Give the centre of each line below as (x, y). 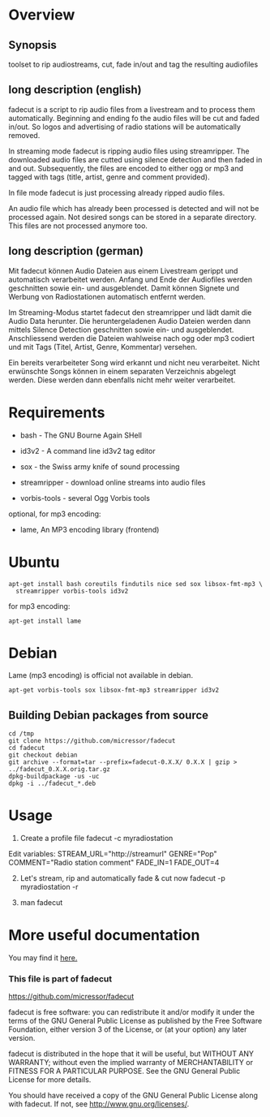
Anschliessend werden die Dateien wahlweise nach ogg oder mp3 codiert (132, 338)
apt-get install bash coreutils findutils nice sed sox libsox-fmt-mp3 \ (136, 584)
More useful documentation (104, 936)
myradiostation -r (49, 887)
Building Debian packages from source (109, 715)
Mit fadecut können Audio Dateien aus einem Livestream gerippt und (123, 270)
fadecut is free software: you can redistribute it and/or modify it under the (132, 1012)
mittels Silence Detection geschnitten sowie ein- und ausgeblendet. (121, 330)
